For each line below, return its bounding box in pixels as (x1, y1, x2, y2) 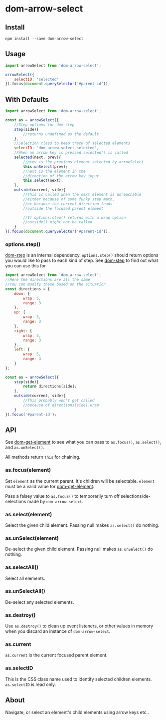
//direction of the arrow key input (23, 173, 99, 178)
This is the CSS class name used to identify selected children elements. (5, 676, 152, 682)
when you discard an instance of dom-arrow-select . (5, 628, 111, 634)
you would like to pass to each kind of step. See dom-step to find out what (5, 257, 159, 263)
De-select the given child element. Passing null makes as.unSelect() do (5, 546, 153, 552)
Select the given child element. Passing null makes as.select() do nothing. (5, 522, 160, 528)
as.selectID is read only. (5, 681, 56, 687)
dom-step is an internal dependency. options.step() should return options (5, 252, 159, 258)
